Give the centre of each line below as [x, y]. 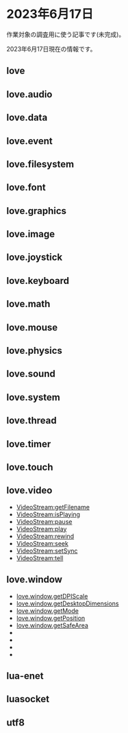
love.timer [29, 444]
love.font [26, 188]
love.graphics [36, 211]
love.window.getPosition [51, 618]
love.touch [30, 467]
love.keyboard [38, 281]
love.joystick [35, 257]
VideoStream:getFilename [53, 507]
